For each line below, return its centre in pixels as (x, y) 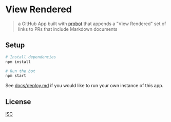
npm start (16, 76)
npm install (18, 62)
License (18, 102)
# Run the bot (21, 71)
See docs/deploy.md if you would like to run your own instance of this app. (84, 86)
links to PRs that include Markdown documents (68, 29)
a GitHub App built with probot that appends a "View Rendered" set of (92, 24)
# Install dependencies (31, 57)
